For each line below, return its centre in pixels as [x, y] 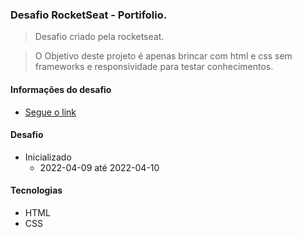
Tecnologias [36, 190]
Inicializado [48, 157]
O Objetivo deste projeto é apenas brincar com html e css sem [163, 56]
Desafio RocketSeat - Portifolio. [89, 15]
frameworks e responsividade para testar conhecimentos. [154, 67]
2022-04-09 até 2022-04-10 [99, 167]
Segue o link [50, 112]
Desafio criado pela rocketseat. [99, 37]
